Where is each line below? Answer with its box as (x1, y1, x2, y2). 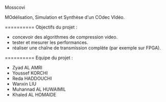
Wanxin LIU (12, 81, 37, 87)
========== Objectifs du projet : (5, 24, 78, 30)
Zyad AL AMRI (12, 65, 43, 70)
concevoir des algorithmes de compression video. (12, 34, 118, 40)
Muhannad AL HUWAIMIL (12, 86, 66, 92)
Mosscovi (5, 5, 26, 10)
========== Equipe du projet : (5, 55, 73, 61)
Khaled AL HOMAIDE (12, 92, 57, 97)
